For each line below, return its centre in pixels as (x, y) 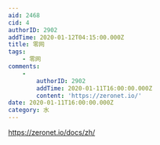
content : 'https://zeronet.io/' (89, 96)
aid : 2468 (24, 15)
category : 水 (29, 111)
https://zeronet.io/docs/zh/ (52, 132)
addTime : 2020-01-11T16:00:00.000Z (95, 88)
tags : (17, 52)
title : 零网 (26, 45)
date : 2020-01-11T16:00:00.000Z (61, 103)
